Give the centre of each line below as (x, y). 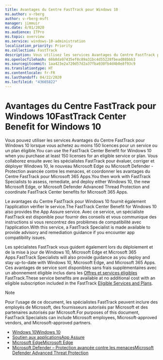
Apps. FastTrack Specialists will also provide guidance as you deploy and (78, 257)
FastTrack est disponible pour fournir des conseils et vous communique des (81, 216)
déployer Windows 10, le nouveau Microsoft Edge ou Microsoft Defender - (79, 166)
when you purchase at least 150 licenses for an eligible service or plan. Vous (81, 156)
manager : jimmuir (23, 23)
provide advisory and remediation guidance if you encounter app (70, 232)
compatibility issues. (25, 237)
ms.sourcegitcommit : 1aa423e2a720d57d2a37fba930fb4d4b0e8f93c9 (70, 64)
